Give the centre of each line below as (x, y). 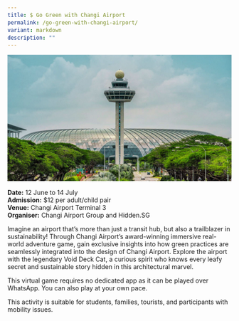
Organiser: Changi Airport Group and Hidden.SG (79, 215)
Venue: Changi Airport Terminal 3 (57, 207)
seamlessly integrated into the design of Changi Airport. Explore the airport (117, 251)
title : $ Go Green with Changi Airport (67, 15)
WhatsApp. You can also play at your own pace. (78, 288)
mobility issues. (30, 309)
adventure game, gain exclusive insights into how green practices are (127, 244)
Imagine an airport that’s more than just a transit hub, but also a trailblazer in (119, 228)
